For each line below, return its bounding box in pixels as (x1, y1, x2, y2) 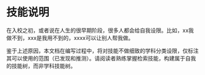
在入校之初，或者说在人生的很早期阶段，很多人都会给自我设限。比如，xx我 (6, 27, 194, 34)
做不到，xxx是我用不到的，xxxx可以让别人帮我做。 (6, 34, 134, 41)
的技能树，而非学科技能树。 (6, 62, 76, 70)
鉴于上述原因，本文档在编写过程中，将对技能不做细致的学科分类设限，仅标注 (6, 47, 199, 54)
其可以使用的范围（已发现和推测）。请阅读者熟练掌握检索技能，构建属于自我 (6, 54, 196, 62)
